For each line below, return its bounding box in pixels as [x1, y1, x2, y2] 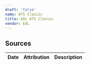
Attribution [24, 54, 50, 61]
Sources [5, 39, 31, 47]
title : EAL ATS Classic [5, 16, 54, 21]
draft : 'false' [5, 7, 36, 12]
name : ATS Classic [5, 12, 43, 17]
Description [54, 54, 83, 61]
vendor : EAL [5, 21, 30, 26]
